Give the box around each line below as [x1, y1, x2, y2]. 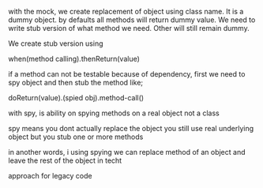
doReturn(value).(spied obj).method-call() [8, 93, 145, 102]
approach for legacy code [8, 171, 92, 180]
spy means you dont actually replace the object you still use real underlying [8, 124, 254, 133]
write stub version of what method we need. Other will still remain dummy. [8, 24, 250, 32]
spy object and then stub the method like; [8, 78, 144, 87]
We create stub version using [8, 39, 104, 48]
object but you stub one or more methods [8, 132, 144, 141]
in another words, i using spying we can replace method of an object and [8, 148, 246, 156]
